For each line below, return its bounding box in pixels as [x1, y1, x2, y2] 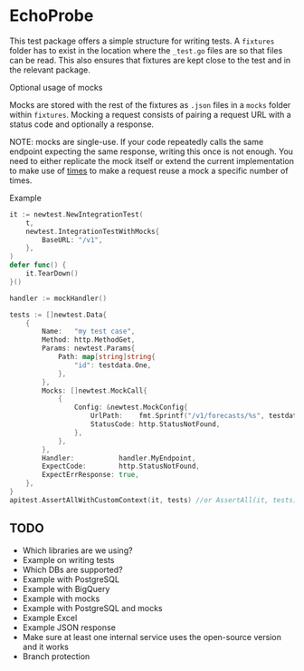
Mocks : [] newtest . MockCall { [42, 386, 147, 395]
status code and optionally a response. [9, 119, 155, 130]
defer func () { [9, 260, 67, 270]
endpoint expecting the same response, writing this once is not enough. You [9, 146, 294, 157]
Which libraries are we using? [22, 545, 133, 556]
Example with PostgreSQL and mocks [22, 602, 163, 613]
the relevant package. [9, 64, 90, 75]
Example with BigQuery [22, 583, 110, 594]
